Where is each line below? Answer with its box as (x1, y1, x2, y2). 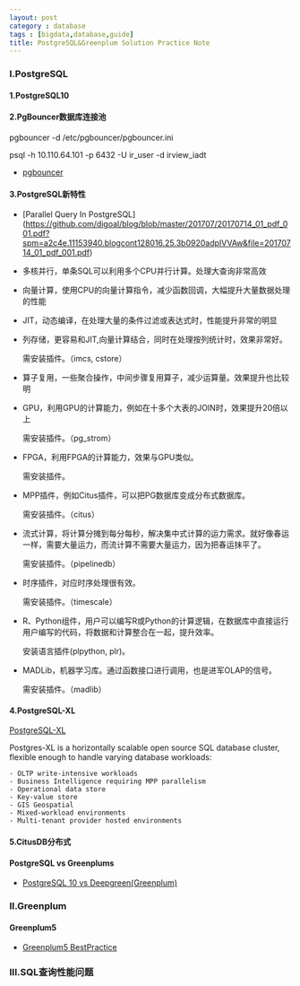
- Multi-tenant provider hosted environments (9, 816, 182, 825)
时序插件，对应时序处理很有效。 (21, 578, 141, 589)
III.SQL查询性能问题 (9, 966, 94, 979)
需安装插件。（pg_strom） (21, 432, 116, 444)
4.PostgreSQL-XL (9, 705, 76, 716)
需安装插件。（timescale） (21, 597, 118, 607)
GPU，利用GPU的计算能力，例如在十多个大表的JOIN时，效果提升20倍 (21, 403, 280, 414)
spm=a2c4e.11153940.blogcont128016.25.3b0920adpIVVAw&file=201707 (21, 238, 291, 249)
